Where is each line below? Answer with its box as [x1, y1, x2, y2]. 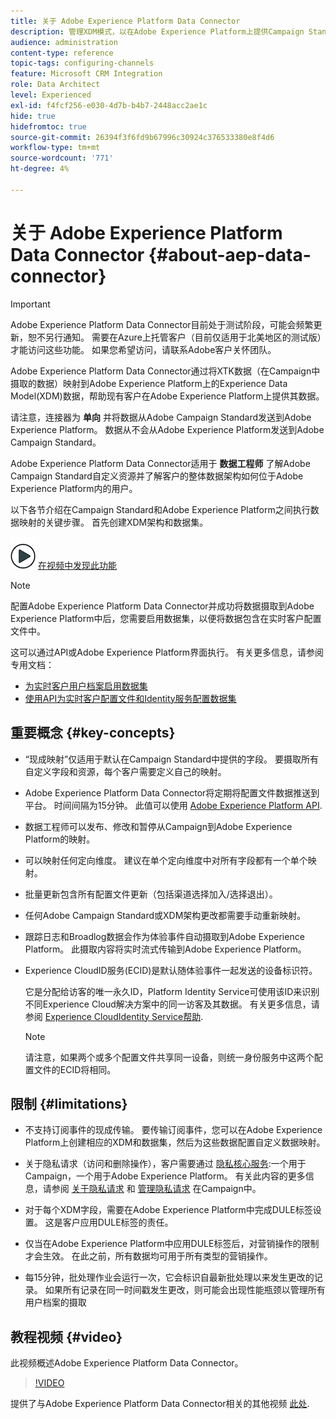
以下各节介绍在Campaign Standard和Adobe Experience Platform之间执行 [10, 503, 311, 515]
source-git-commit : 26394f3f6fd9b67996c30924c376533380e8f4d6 [10, 132, 275, 142]
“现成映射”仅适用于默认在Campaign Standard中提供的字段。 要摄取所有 [24, 753, 319, 765]
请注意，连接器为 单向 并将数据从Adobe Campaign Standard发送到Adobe [10, 411, 312, 423]
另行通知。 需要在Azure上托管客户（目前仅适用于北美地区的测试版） [44, 331, 322, 343]
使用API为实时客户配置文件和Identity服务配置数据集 [24, 692, 237, 704]
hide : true [10, 111, 56, 121]
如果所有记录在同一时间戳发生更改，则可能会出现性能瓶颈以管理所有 [44, 1284, 326, 1296]
